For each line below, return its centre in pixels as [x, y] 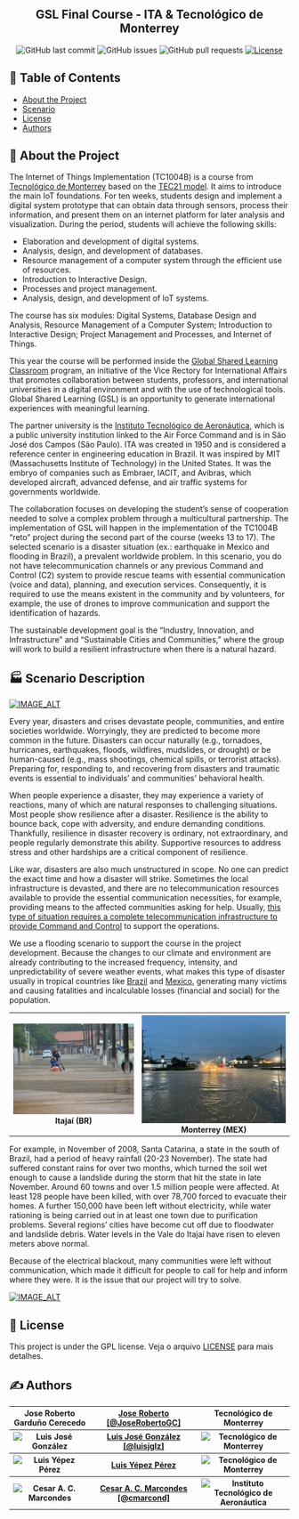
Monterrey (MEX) [214, 1129]
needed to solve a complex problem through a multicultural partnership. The [149, 519]
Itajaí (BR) [73, 1121]
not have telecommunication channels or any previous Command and [137, 566]
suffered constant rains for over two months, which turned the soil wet [138, 1168]
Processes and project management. [89, 289]
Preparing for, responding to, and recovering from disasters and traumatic [145, 769]
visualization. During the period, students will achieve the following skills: [143, 224]
